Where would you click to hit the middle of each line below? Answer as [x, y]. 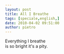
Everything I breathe [25, 41]
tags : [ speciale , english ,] [32, 18]
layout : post [18, 9]
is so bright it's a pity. [26, 46]
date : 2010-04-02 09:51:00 [32, 23]
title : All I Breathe [27, 14]
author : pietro [20, 27]
